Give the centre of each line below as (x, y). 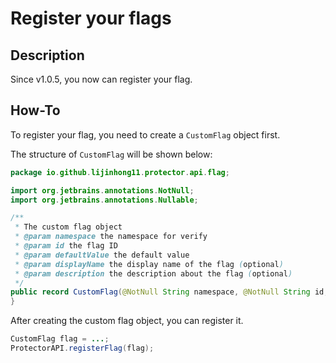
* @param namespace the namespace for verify (111, 237)
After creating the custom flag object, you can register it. (127, 321)
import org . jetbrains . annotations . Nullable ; (104, 200)
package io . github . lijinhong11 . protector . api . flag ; (120, 172)
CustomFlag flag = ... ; (60, 339)
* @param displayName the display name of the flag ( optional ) (149, 264)
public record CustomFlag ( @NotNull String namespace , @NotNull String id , (169, 292)
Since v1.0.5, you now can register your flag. (101, 79)
